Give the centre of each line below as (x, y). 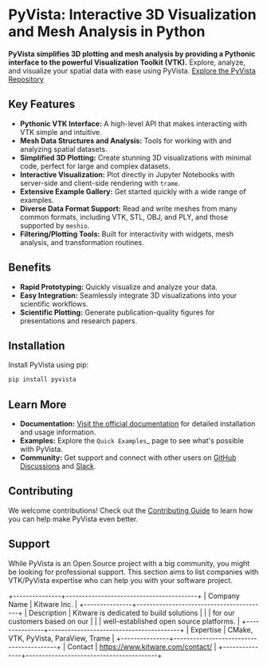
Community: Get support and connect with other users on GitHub (128, 458)
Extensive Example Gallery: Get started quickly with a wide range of (133, 191)
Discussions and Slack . (58, 466)
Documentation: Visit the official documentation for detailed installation (137, 424)
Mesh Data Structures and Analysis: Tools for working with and (126, 141)
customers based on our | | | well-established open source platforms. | (124, 621)
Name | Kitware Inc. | (43, 604)
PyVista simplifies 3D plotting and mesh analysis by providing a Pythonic (132, 54)
